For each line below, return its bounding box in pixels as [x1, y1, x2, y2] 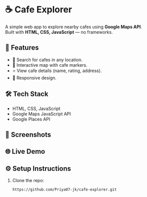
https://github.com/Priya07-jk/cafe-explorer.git [12, 187, 117, 192]
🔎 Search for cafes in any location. [12, 57, 83, 63]
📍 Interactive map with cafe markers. [12, 62, 88, 68]
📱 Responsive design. [12, 75, 57, 81]
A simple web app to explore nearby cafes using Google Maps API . [5, 23, 143, 30]
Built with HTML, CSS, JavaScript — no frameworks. [5, 29, 113, 35]
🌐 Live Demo [5, 147, 46, 156]
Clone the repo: [12, 178, 45, 184]
